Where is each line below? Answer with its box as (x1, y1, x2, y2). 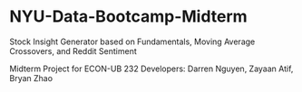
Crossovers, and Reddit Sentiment (9, 45, 138, 56)
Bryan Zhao (9, 72, 53, 83)
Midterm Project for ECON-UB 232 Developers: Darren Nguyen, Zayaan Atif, (9, 63, 294, 74)
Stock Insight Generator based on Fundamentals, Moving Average (9, 36, 256, 47)
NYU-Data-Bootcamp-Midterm (9, 6, 248, 27)
